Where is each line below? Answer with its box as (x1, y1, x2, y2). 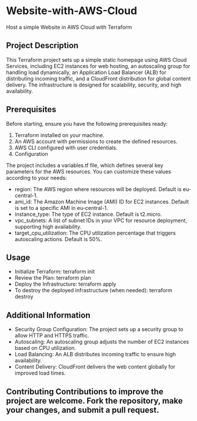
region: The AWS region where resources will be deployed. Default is (14, 185, 182, 192)
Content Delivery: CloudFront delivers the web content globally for (14, 363, 175, 370)
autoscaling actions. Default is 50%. (14, 235, 102, 242)
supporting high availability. (14, 223, 82, 230)
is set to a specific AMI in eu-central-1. (14, 204, 108, 211)
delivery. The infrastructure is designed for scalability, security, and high (6, 81, 182, 88)
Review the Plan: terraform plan (14, 275, 91, 282)
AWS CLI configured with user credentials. (14, 144, 118, 151)
